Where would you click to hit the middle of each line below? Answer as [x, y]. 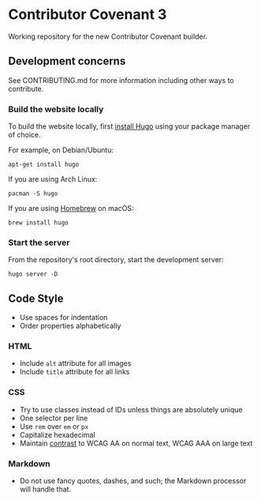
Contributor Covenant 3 [88, 15]
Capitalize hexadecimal [58, 434]
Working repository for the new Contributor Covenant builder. [108, 36]
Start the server [39, 242]
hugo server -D [33, 274]
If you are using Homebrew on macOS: [71, 209]
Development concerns [67, 61]
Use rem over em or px [54, 426]
